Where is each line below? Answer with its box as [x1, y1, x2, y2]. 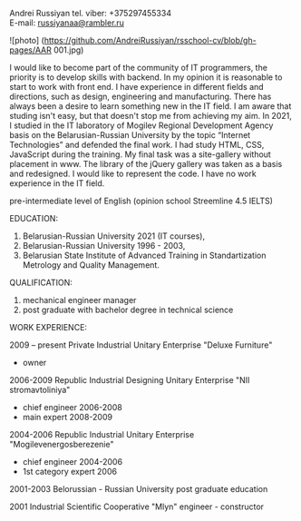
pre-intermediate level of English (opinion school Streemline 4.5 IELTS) [9, 195, 274, 206]
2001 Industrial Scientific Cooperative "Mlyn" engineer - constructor [9, 501, 265, 512]
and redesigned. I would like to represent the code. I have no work [9, 168, 257, 179]
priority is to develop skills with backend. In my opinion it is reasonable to [9, 72, 283, 83]
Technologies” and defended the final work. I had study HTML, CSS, [9, 140, 265, 150]
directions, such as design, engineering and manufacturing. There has [9, 91, 272, 102]
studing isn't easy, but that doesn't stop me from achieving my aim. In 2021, [9, 111, 292, 121]
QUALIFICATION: [9, 277, 73, 288]
